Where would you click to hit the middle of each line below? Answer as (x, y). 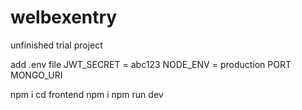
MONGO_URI (36, 75)
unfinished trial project (56, 45)
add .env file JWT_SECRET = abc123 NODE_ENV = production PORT (151, 64)
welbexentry (64, 17)
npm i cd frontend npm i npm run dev (87, 94)
